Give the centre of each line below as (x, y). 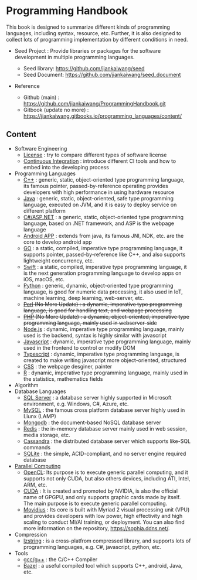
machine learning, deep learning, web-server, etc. (84, 298)
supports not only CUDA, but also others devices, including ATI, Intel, (107, 478)
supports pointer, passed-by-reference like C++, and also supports (104, 254)
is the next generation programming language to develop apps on (102, 273)
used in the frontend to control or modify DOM (79, 347)
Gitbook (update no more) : (56, 110)
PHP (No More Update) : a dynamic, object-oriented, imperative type (106, 316)
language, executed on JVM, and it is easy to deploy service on (100, 204)
